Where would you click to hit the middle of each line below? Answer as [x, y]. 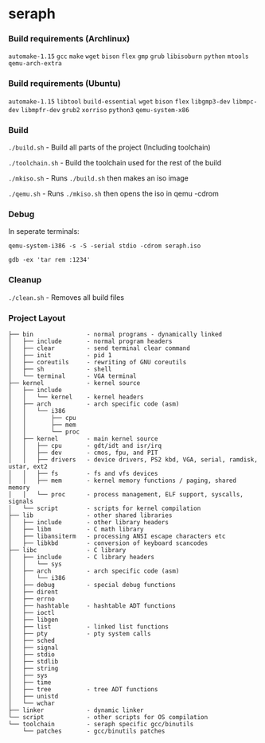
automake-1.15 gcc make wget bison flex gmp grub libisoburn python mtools [129, 56]
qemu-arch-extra [35, 64]
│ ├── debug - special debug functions [92, 585]
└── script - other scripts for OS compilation [108, 717]
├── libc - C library [67, 550]
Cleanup [25, 280]
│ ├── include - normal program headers [90, 341]
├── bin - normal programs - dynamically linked [115, 334]
